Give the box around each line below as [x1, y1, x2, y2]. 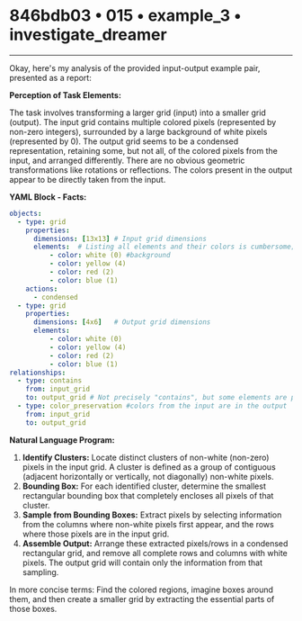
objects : [9, 209, 42, 218]
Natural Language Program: [9, 434, 115, 445]
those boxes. [9, 603, 58, 614]
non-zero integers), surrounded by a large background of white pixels [9, 126, 268, 137]
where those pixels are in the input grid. [22, 528, 170, 539]
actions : [25, 284, 58, 293]
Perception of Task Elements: [9, 89, 121, 100]
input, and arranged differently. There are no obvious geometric [9, 155, 245, 166]
